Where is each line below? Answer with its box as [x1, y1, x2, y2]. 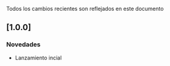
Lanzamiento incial [14, 54, 62, 61]
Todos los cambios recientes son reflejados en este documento [6, 5, 164, 12]
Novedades [6, 40, 41, 49]
